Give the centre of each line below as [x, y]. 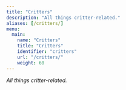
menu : [13, 29]
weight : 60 [31, 63]
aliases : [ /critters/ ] [35, 23]
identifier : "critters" [47, 52]
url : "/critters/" [40, 57]
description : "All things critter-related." [63, 18]
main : [19, 35]
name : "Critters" [39, 40]
